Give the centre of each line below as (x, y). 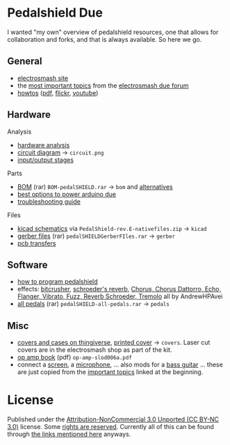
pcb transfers (36, 243)
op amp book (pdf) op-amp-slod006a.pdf (74, 357)
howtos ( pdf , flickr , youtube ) (58, 92)
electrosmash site (43, 78)
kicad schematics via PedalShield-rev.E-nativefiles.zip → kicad (112, 228)
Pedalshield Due (55, 13)
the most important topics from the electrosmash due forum (103, 86)
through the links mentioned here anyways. (69, 434)
